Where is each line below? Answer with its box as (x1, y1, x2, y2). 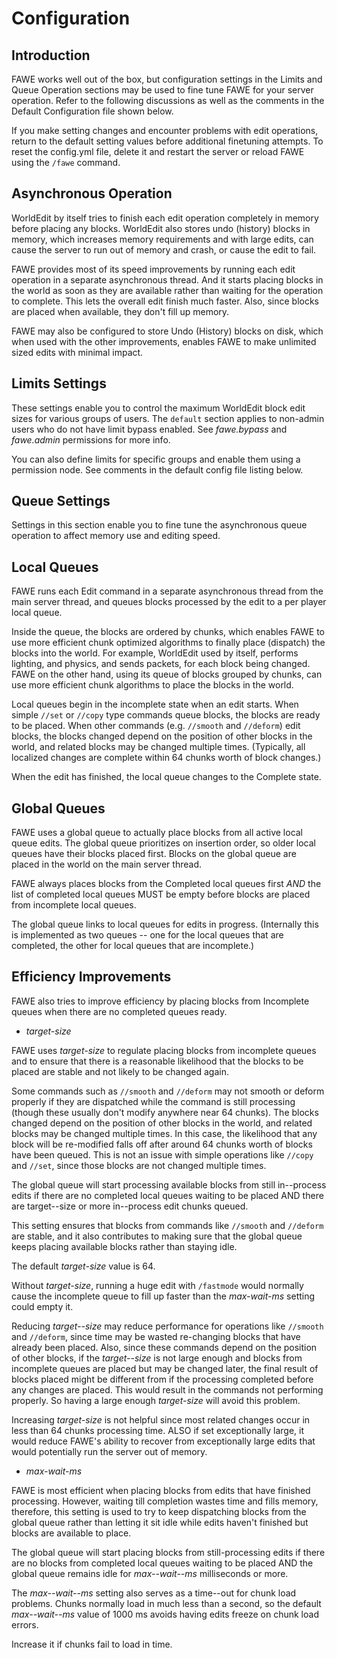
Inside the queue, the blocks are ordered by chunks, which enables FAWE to (11, 626, 325, 638)
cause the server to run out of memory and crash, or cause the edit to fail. (11, 243, 317, 256)
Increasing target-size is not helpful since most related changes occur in (11, 1413, 311, 1426)
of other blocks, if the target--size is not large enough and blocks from (11, 1352, 303, 1364)
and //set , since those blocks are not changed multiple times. (11, 1159, 267, 1171)
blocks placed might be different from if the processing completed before (11, 1373, 314, 1385)
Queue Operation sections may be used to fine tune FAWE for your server (11, 84, 314, 96)
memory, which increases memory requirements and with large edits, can (11, 233, 314, 245)
